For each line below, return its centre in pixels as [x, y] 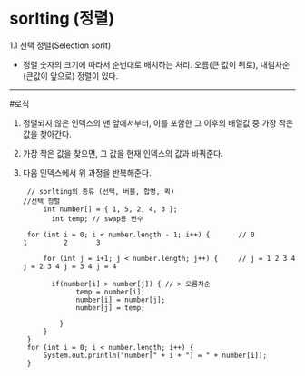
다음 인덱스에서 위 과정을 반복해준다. [87, 172]
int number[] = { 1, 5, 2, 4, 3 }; [110, 209]
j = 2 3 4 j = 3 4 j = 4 [69, 266]
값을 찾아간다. [47, 134]
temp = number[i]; [110, 292]
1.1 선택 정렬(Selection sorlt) [60, 45]
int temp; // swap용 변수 [97, 218]
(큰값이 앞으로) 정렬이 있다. [70, 76]
